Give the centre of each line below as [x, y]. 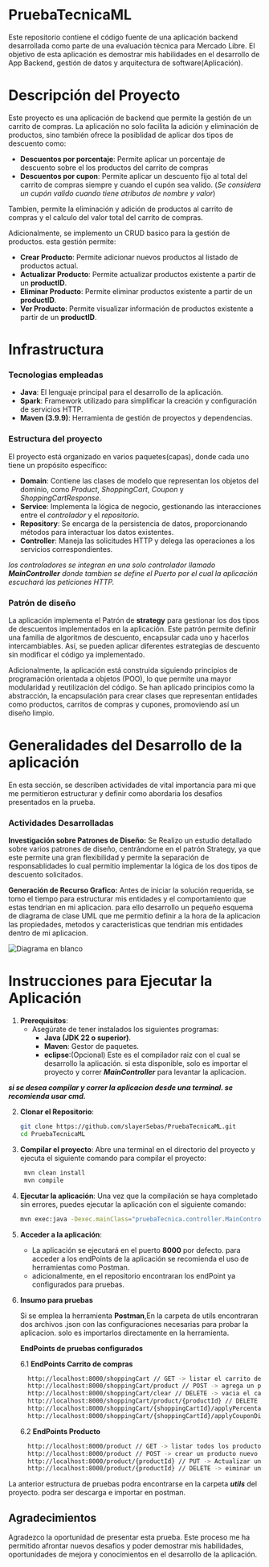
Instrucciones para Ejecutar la [110, 981]
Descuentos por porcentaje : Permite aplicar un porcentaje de [122, 159]
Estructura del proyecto [55, 439]
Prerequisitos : [44, 1021]
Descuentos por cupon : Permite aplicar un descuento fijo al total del [133, 176]
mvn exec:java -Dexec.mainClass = [76, 1219]
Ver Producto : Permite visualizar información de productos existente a [137, 309]
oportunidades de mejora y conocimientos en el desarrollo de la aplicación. [133, 1555]
